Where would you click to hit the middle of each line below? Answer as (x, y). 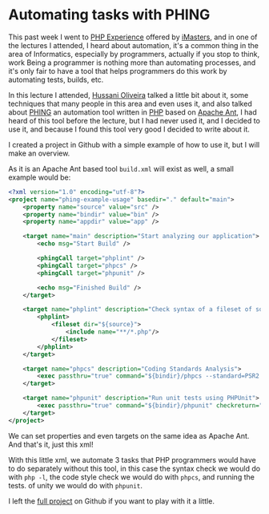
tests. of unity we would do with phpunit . (75, 485)
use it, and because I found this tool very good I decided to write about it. (129, 129)
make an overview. (39, 153)
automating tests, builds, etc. (56, 79)
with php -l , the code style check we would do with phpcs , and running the (131, 477)
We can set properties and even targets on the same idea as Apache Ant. (129, 435)
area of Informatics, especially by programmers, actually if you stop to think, (134, 54)
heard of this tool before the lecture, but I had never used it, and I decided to (134, 120)
